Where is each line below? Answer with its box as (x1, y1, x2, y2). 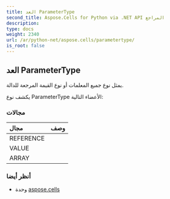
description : (6, 20, 40, 26)
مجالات (6, 108, 26, 116)
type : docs (6, 25, 34, 32)
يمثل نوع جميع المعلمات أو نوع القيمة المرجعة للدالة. (6, 81, 124, 89)
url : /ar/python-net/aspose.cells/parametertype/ (6, 37, 135, 43)
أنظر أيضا (6, 172, 31, 180)
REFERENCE (9, 134, 45, 143)
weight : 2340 (6, 32, 40, 38)
